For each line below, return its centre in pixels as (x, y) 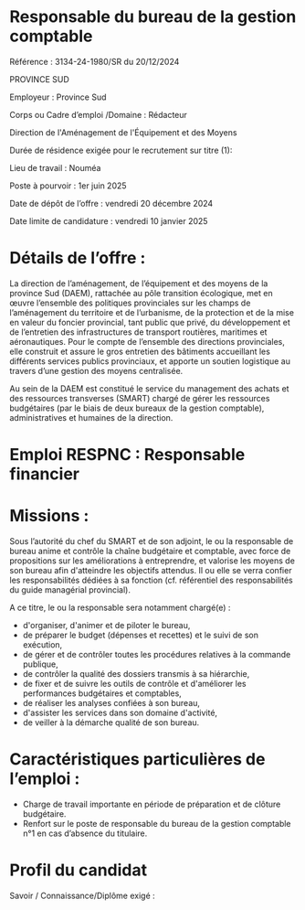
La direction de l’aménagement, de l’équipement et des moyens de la (139, 283)
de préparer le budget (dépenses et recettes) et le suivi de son (140, 635)
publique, (41, 664)
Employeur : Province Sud (58, 97)
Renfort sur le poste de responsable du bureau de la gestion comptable (157, 823)
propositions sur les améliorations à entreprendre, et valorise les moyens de (152, 561)
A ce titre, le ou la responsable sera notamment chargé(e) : (120, 607)
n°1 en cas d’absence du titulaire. (85, 833)
